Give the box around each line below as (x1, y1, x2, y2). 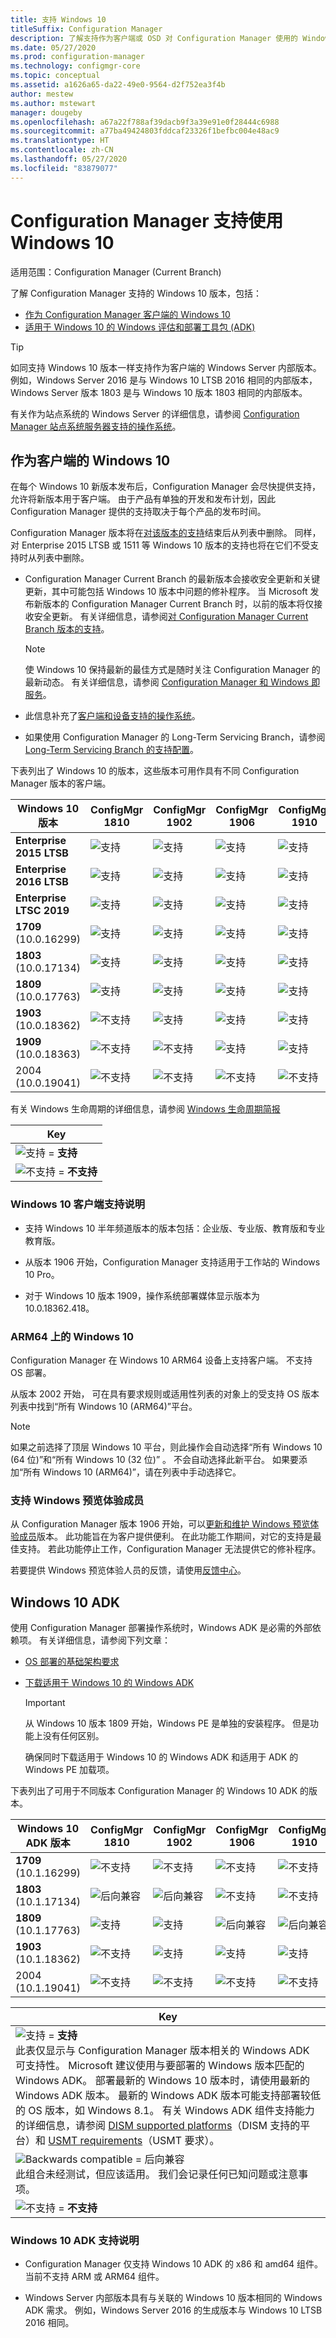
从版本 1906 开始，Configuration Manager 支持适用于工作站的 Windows (24, 1256, 321, 1268)
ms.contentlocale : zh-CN (10, 145, 114, 155)
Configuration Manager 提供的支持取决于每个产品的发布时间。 (10, 506, 267, 518)
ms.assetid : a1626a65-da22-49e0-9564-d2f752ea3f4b (10, 80, 226, 90)
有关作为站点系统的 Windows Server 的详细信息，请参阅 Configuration (10, 407, 300, 420)
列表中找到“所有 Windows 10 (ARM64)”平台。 (10, 1400, 198, 1412)
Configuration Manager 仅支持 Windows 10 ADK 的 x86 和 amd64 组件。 (24, 2258, 324, 2270)
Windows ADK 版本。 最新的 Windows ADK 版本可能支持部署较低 (15, 2089, 321, 2103)
